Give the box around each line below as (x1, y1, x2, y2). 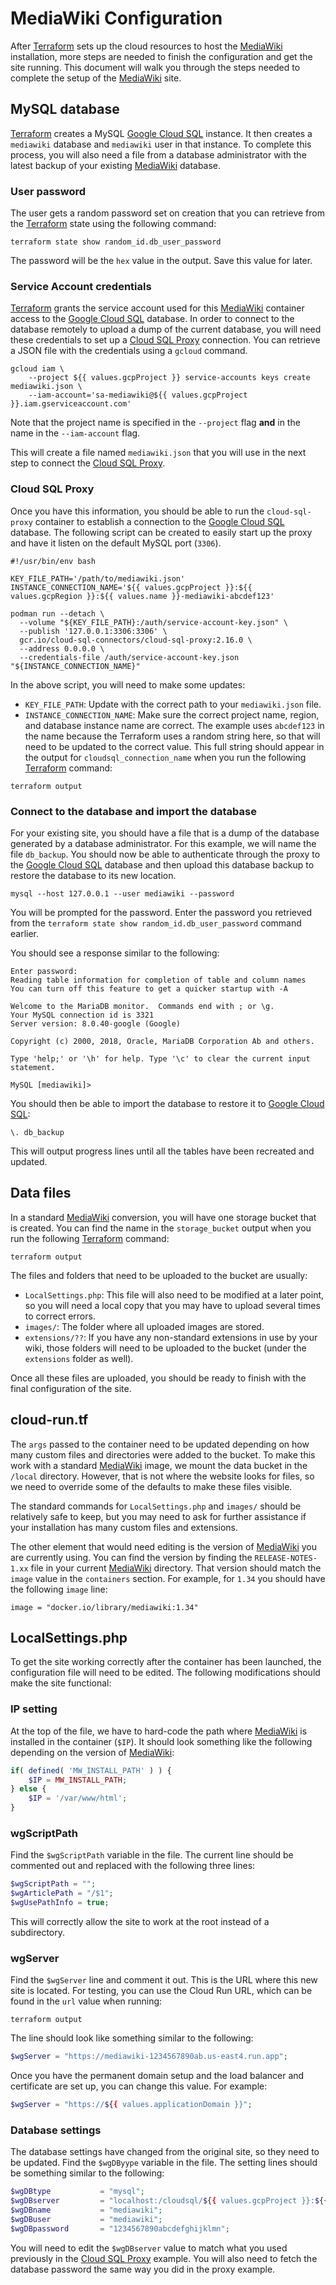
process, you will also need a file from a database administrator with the (10, 148, 307, 161)
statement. (10, 1062, 56, 1072)
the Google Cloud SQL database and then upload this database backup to (10, 858, 315, 871)
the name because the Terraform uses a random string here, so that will (24, 730, 321, 742)
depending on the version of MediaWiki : (10, 1746, 175, 1758)
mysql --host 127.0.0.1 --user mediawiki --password (10, 888, 235, 899)
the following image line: (10, 1583, 108, 1595)
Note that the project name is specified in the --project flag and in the (10, 417, 301, 429)
